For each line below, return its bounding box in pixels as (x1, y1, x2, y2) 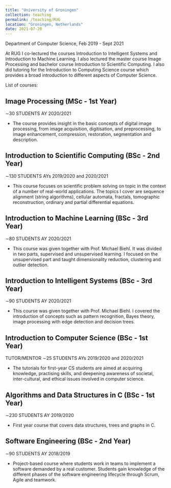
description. (12, 136, 38, 143)
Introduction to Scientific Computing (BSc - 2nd (5, 151, 160, 160)
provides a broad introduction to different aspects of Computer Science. (5, 72, 157, 78)
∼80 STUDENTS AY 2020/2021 (5, 236, 71, 242)
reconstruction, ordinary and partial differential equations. (12, 199, 134, 205)
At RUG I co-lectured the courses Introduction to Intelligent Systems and (5, 51, 157, 57)
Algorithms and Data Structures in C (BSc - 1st (5, 390, 155, 399)
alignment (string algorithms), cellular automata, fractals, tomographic (12, 194, 160, 200)
